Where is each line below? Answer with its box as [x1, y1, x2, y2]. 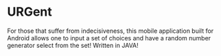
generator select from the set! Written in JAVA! [7, 41, 139, 49]
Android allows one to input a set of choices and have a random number [7, 33, 211, 42]
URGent [7, 4, 53, 20]
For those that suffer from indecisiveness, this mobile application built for [7, 27, 214, 35]
